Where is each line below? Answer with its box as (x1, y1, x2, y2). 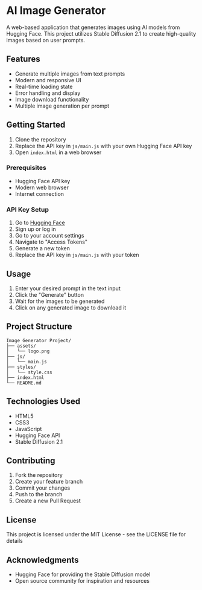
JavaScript (14, 425, 42, 432)
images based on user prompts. (6, 36, 86, 44)
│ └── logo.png (6, 348, 50, 354)
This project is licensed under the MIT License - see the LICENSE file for (6, 531, 186, 538)
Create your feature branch (14, 478, 83, 485)
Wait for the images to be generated (14, 297, 105, 305)
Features (6, 54, 40, 64)
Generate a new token (14, 245, 71, 252)
